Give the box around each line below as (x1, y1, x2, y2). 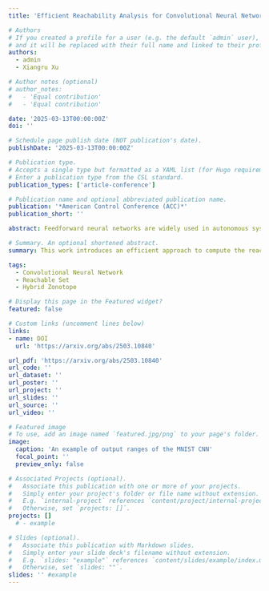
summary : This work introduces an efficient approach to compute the (8, 246, 246, 255)
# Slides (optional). (8, 533, 81, 541)
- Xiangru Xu (15, 63, 59, 72)
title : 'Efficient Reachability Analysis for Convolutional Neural (8, 11, 239, 20)
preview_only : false (15, 460, 84, 468)
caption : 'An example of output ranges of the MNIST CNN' (15, 445, 214, 453)
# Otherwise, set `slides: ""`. (8, 564, 124, 572)
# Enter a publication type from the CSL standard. (8, 173, 184, 181)
